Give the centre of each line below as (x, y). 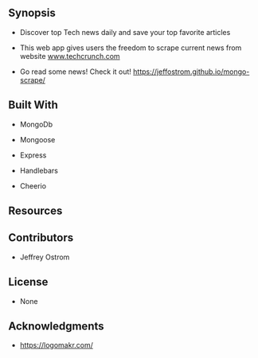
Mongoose (37, 139)
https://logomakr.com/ (57, 345)
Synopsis (32, 13)
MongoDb (36, 124)
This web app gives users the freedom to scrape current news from (131, 48)
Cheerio (33, 185)
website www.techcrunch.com (70, 56)
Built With (33, 105)
